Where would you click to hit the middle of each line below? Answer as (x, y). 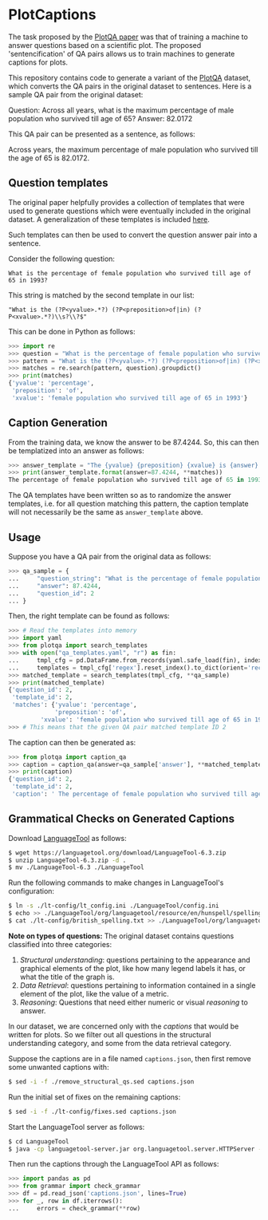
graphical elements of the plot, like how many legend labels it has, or (132, 968)
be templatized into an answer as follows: (77, 450)
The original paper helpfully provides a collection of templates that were (126, 202)
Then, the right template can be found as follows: (89, 616)
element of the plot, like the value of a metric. (94, 993)
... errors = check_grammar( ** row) (75, 1208)
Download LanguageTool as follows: (67, 838)
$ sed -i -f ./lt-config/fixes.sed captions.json (93, 1111)
